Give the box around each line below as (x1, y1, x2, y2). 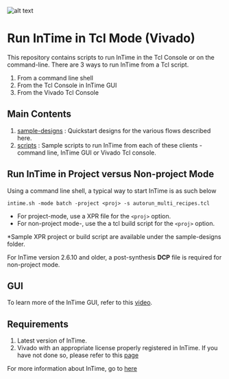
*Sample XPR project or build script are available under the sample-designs (7, 232, 221, 240)
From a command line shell (16, 73, 94, 82)
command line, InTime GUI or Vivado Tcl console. (16, 148, 156, 157)
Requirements (7, 318, 69, 330)
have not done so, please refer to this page (16, 351, 139, 360)
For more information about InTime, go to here (7, 365, 137, 373)
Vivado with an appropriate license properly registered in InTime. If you (16, 344, 218, 352)
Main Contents (7, 108, 72, 120)
